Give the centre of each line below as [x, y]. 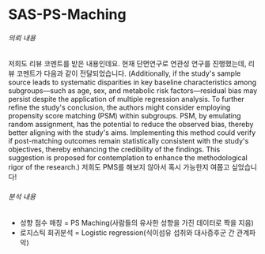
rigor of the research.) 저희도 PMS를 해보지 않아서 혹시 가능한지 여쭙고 [119, 167]
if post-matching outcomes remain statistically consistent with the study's [129, 141]
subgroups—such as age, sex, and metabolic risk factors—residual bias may [133, 91]
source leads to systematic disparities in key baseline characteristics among [132, 82]
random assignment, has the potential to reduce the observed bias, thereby [131, 125]
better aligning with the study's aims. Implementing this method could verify [132, 133]
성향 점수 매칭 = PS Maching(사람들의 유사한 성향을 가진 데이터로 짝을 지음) [137, 222]
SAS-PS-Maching [67, 15]
